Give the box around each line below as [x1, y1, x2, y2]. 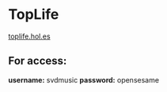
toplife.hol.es [8, 31, 51, 41]
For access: [8, 54, 67, 68]
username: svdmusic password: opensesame [8, 75, 160, 84]
